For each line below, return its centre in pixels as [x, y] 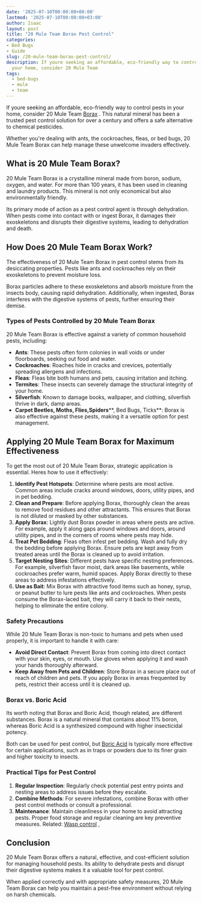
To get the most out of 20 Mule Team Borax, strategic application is [90, 465]
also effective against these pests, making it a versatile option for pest [102, 416]
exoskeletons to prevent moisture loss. [54, 274]
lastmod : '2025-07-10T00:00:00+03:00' [55, 17]
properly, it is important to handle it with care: [63, 640]
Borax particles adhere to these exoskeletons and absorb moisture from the [100, 286]
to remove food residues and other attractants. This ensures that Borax [103, 509]
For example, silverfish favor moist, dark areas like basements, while [99, 567]
